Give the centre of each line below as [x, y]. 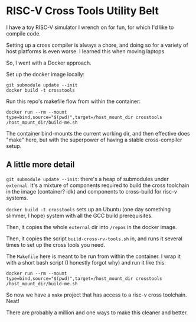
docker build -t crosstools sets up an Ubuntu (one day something [89, 209]
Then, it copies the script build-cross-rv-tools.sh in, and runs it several [94, 239]
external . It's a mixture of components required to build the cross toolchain [98, 185]
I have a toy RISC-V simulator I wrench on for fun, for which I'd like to [90, 27]
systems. [17, 198]
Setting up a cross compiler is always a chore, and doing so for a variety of [97, 45]
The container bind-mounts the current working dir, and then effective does [98, 133]
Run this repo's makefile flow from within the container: [73, 101]
